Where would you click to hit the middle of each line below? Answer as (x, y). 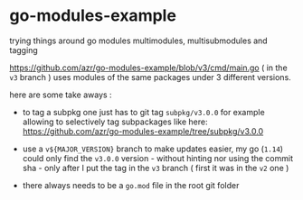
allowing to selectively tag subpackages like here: (115, 122)
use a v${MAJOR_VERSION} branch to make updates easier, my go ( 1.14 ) (152, 149)
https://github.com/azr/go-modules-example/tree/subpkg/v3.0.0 (143, 131)
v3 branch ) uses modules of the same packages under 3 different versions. (150, 77)
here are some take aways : (61, 95)
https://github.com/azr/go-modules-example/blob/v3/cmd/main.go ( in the (148, 68)
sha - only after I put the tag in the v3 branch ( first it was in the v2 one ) (156, 168)
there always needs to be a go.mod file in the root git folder (131, 185)
